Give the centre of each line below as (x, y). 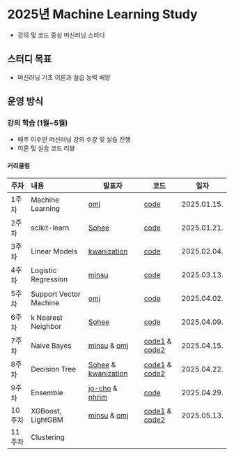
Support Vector (56, 294)
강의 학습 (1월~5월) (38, 123)
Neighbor (46, 326)
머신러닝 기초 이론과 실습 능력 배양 (64, 77)
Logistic (44, 270)
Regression (49, 279)
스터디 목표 (30, 59)
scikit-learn (50, 228)
